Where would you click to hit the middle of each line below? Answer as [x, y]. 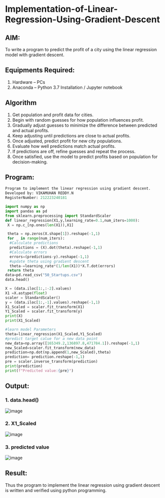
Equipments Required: [40, 70]
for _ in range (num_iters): [36, 238]
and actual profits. [31, 130]
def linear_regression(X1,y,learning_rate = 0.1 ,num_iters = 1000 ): [72, 220]
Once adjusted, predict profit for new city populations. [67, 141]
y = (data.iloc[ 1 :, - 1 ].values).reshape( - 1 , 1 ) [52, 302]
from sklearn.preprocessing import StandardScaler [58, 216]
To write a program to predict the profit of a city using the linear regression [81, 50]
